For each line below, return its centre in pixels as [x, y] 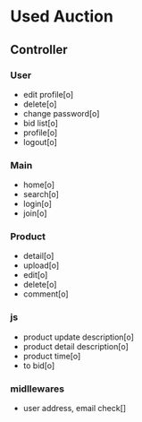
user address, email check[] [75, 409]
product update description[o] [79, 337]
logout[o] [40, 142]
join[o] [35, 213]
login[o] [38, 204]
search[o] [41, 194]
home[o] [39, 185]
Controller [39, 50]
